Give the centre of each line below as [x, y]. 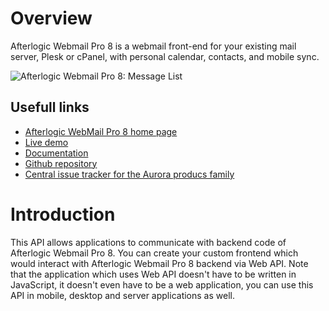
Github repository [61, 163]
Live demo [46, 142]
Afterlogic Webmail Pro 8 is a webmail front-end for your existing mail [153, 46]
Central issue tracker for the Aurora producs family [129, 174]
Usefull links [50, 107]
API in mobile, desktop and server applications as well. [122, 295]
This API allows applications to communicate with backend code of [148, 242]
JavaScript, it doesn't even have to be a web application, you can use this [162, 284]
